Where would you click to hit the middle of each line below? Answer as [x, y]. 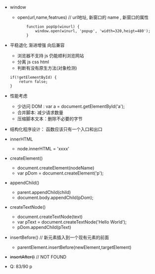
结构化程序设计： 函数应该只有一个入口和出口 [56, 129]
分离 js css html [33, 62]
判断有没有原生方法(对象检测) [47, 68]
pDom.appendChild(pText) [44, 227]
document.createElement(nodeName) [56, 168]
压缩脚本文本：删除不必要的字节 [50, 119]
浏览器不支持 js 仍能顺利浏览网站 [51, 56]
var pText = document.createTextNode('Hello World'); [72, 222]
